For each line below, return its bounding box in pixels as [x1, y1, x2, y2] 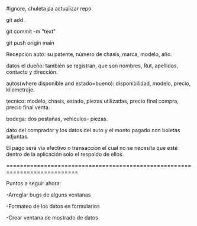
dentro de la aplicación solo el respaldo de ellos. [6, 150, 124, 158]
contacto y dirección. [6, 68, 58, 76]
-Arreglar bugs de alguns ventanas [6, 191, 91, 198]
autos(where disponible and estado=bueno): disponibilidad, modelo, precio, [6, 80, 191, 87]
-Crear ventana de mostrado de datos [6, 214, 99, 221]
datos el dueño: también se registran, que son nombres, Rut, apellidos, [6, 62, 179, 69]
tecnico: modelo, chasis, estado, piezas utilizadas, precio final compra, [6, 97, 179, 104]
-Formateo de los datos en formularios [6, 203, 100, 209]
